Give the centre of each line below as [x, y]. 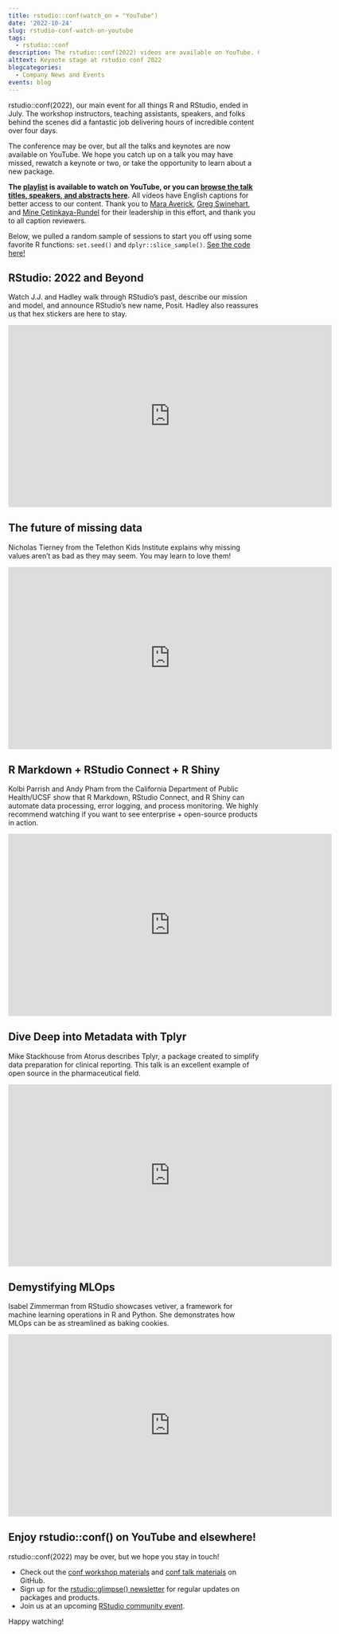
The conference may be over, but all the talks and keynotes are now [119, 146]
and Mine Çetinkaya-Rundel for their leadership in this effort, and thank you [132, 212]
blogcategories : [35, 68]
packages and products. [60, 1597]
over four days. [33, 130]
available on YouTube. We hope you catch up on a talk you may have [121, 154]
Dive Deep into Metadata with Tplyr [97, 1037]
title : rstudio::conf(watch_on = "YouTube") [83, 16]
